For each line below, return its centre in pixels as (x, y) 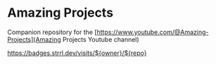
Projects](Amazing (34, 39)
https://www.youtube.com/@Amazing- (153, 32)
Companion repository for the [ (52, 32)
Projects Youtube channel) (101, 39)
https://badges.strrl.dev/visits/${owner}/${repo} (77, 53)
